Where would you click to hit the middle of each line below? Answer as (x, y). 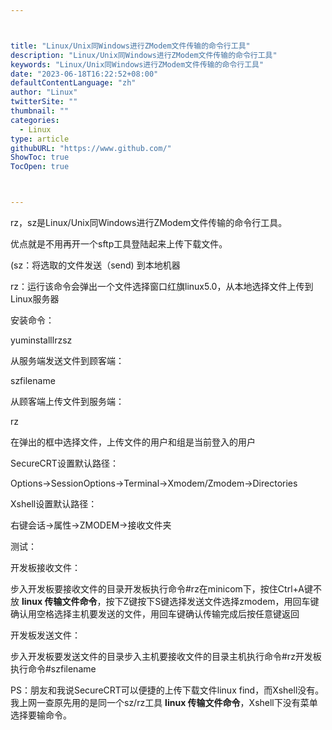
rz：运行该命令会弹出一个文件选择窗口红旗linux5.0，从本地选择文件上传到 (162, 286)
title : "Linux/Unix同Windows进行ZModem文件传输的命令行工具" (130, 46)
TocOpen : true (40, 167)
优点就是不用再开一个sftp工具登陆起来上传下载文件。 (119, 244)
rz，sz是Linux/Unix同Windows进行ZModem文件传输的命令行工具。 (149, 222)
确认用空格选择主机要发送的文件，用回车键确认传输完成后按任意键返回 (155, 614)
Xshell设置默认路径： (54, 504)
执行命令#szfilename (53, 669)
